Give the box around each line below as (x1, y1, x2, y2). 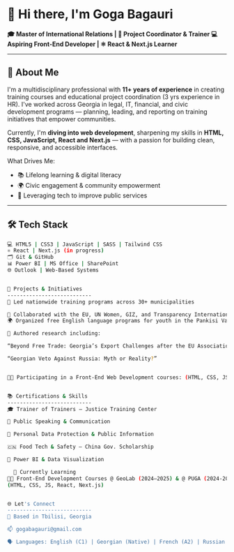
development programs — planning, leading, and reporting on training (7, 107, 208, 116)
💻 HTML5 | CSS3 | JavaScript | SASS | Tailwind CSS (7, 241, 163, 248)
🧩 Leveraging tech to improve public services (17, 191, 148, 200)
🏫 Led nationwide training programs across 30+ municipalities (7, 298, 195, 306)
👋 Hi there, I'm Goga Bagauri (7, 6, 173, 22)
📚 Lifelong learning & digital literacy (17, 170, 122, 179)
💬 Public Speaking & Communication (7, 418, 111, 425)
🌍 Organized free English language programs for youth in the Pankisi (7, 318, 219, 325)
